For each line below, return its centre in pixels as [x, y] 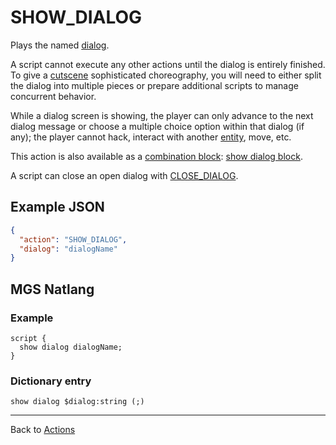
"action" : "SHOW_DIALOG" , [73, 239]
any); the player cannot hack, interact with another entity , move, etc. [151, 137]
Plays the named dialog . [60, 45]
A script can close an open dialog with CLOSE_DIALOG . [124, 175]
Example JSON [57, 207]
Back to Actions [43, 430]
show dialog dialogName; [71, 347]
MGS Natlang [52, 289]
